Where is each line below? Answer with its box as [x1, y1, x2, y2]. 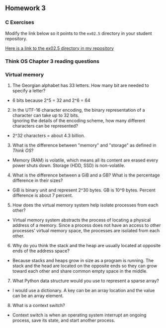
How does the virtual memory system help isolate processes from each [12, 202, 159, 208]
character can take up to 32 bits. [12, 112, 80, 118]
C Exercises [5, 19, 35, 26]
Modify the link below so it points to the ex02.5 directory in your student [5, 30, 153, 36]
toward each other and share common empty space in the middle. [12, 268, 148, 274]
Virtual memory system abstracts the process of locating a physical [12, 217, 151, 223]
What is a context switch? [12, 302, 66, 308]
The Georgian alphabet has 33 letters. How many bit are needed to [12, 82, 149, 88]
